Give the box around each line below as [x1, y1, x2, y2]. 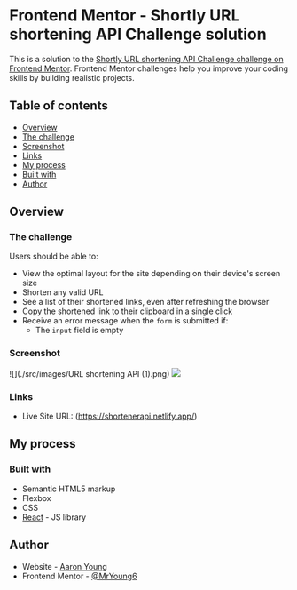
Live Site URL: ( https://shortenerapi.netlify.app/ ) [21, 411, 198, 422]
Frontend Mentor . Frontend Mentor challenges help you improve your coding [9, 63, 289, 74]
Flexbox [21, 492, 51, 503]
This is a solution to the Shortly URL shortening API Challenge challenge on [9, 53, 284, 64]
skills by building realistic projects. [9, 72, 135, 83]
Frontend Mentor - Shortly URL [9, 5, 240, 26]
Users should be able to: [9, 251, 99, 262]
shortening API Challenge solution [9, 24, 268, 44]
